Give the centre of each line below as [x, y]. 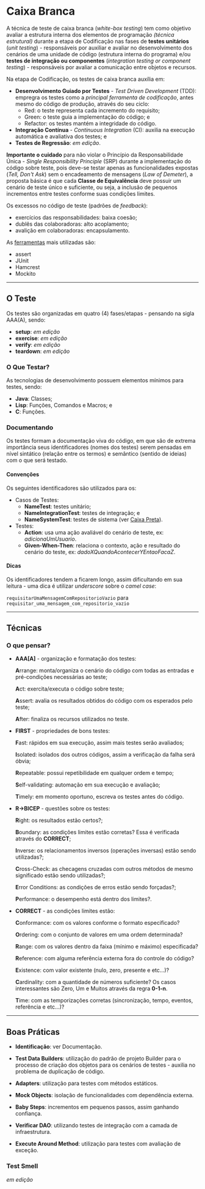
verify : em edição [38, 344]
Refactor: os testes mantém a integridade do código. [90, 123]
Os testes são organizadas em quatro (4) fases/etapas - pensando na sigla [100, 313]
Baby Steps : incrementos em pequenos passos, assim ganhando [97, 1107]
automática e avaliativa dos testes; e [61, 136]
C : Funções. [30, 412]
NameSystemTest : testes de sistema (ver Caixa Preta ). [93, 519]
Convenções [23, 474]
